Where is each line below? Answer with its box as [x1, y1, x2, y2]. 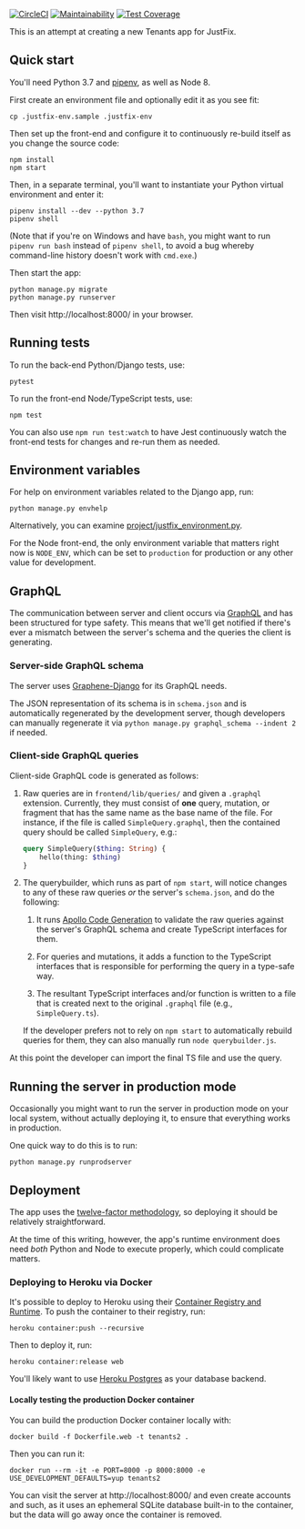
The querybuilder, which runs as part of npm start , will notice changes [22, 877, 288, 888]
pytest [9, 377, 35, 386]
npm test [9, 410, 43, 420]
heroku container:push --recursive [9, 1324, 145, 1333]
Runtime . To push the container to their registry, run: [9, 1306, 206, 1317]
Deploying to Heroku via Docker [9, 1276, 153, 1289]
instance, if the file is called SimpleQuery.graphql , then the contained [22, 816, 280, 827]
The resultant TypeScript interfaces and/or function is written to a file [36, 988, 297, 999]
